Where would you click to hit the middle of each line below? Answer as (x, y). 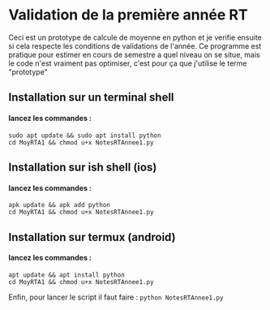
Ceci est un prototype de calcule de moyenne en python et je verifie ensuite (135, 37)
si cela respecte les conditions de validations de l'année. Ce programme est (135, 45)
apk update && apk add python (60, 205)
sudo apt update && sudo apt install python (85, 136)
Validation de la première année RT (129, 15)
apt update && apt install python (67, 275)
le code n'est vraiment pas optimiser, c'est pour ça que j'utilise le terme (128, 63)
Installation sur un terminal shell (91, 98)
